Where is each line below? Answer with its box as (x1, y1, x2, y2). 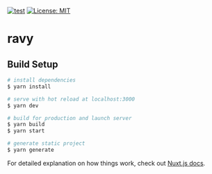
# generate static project (7, 140, 85, 147)
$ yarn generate (7, 146, 54, 153)
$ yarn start (7, 128, 45, 134)
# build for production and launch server (7, 114, 132, 121)
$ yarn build (7, 121, 45, 128)
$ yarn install (7, 83, 51, 90)
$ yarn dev (7, 102, 39, 109)
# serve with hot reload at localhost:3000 (7, 96, 136, 103)
